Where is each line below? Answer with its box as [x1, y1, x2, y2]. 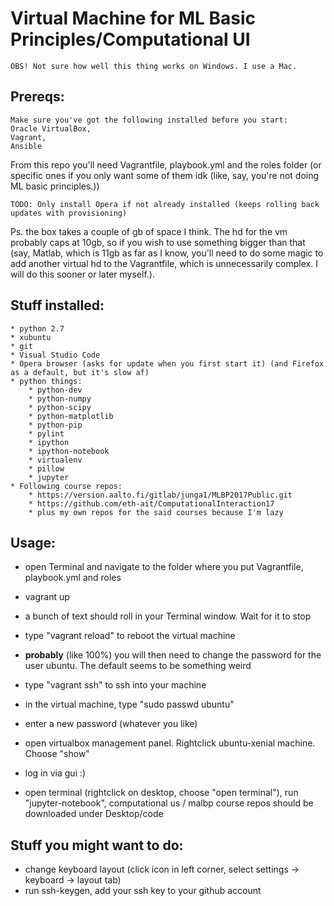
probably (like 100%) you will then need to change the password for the [24, 649, 322, 661]
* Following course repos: [10, 481, 123, 491]
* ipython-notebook [28, 446, 110, 456]
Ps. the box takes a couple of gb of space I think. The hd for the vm [10, 225, 288, 237]
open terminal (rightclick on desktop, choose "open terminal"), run [24, 787, 299, 799]
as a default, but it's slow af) [10, 367, 150, 377]
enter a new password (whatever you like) [24, 718, 198, 730]
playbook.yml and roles [24, 572, 122, 584]
